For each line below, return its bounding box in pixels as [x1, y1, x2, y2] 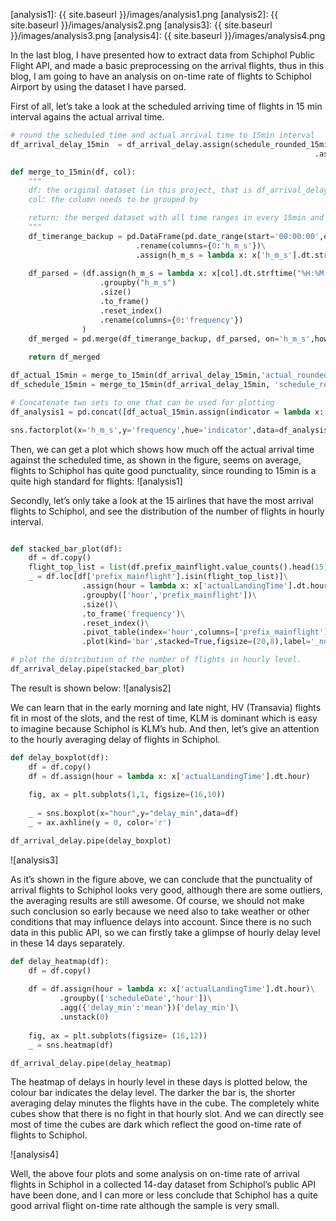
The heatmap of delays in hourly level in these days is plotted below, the [10, 1076, 308, 1088]
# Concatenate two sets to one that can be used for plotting [10, 397, 275, 408]
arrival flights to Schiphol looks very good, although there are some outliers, [10, 884, 323, 896]
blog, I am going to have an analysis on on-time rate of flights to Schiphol [10, 70, 312, 82]
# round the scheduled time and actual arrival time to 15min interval [10, 130, 315, 140]
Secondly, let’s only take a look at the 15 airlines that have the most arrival [10, 494, 314, 506]
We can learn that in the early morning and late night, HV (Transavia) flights [10, 701, 322, 713]
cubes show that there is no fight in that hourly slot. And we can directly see [10, 1108, 325, 1120]
